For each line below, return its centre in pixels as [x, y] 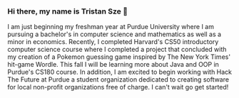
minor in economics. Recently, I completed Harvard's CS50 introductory [113, 42]
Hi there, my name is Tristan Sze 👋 [68, 11]
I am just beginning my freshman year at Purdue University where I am [111, 27]
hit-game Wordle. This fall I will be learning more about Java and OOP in [113, 65]
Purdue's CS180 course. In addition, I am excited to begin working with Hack [120, 72]
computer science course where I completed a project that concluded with [117, 50]
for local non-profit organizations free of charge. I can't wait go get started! [118, 87]
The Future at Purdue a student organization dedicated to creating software [118, 80]
